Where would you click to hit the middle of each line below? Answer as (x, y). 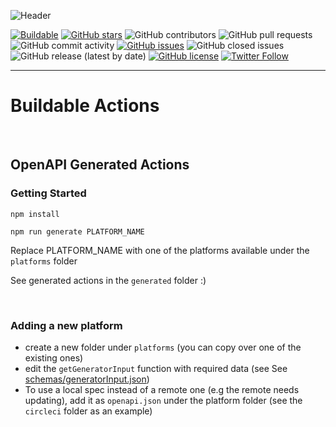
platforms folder (44, 261)
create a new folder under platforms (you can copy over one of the (163, 347)
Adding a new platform (66, 325)
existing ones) (54, 357)
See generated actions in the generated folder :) (108, 280)
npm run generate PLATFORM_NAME (77, 231)
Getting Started (48, 193)
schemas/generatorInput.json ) (87, 379)
